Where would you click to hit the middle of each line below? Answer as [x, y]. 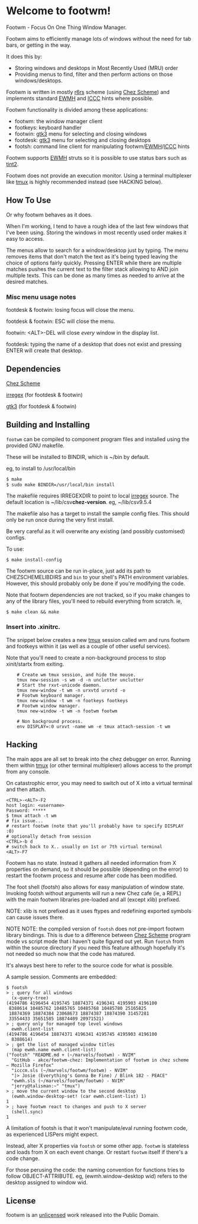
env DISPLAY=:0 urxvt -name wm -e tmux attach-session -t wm [93, 726]
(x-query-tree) [30, 998]
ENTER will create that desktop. [45, 351]
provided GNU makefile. [35, 445]
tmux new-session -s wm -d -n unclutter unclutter [80, 680]
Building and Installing [48, 425]
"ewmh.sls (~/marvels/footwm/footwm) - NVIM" [69, 1081]
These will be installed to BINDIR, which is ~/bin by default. [78, 457]
